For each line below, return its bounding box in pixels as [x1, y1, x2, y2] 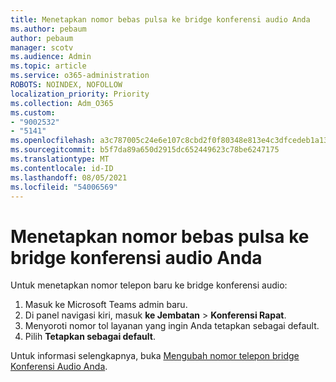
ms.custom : [10, 107, 56, 118]
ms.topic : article [10, 61, 87, 71]
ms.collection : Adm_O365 [10, 98, 114, 108]
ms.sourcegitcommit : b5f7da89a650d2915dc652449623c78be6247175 [10, 145, 280, 155]
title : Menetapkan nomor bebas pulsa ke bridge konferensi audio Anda [10, 14, 311, 25]
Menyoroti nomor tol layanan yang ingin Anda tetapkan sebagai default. [24, 320, 320, 332]
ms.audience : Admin [10, 52, 92, 62]
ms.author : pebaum [10, 24, 87, 34]
